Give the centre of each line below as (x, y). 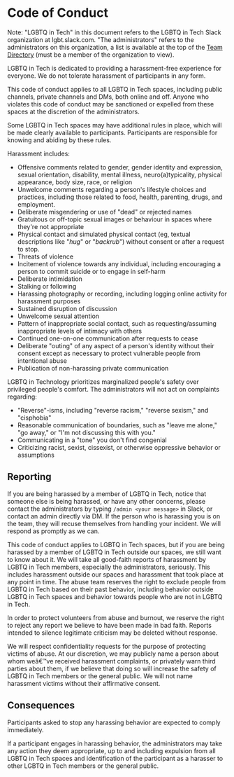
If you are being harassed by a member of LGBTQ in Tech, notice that (107, 494)
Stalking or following (47, 286)
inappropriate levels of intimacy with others (79, 331)
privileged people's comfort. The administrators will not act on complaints (114, 389)
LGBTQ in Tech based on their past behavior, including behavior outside (110, 589)
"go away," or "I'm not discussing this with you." (86, 432)
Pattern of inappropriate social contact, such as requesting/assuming (117, 323)
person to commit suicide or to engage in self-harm (92, 271)
